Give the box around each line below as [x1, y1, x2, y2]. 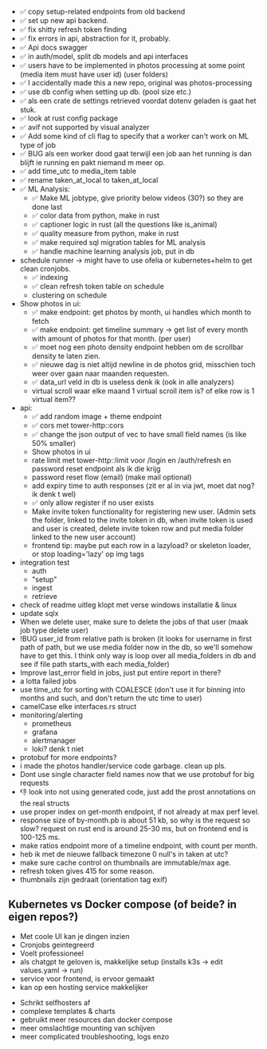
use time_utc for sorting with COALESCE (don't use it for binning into [19, 685, 245, 694]
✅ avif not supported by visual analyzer [19, 123, 150, 132]
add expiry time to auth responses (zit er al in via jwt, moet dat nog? [31, 481, 255, 490]
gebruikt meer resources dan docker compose [19, 1015, 173, 1024]
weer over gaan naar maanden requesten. [31, 369, 170, 378]
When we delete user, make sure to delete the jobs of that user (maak [19, 617, 249, 626]
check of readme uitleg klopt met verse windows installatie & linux [19, 600, 238, 609]
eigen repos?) [8, 910, 79, 924]
